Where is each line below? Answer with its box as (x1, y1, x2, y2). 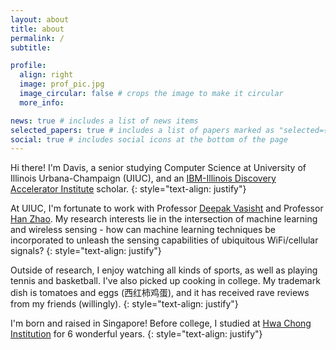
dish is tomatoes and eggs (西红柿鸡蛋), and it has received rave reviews (10, 287, 310, 299)
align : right (19, 70, 74, 80)
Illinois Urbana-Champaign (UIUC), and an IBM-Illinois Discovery (10, 172, 277, 185)
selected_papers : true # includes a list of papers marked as (10, 125, 275, 135)
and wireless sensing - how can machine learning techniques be (10, 224, 277, 236)
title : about (10, 24, 65, 34)
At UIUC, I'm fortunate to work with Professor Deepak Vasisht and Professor (10, 202, 324, 215)
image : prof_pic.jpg (19, 79, 105, 90)
